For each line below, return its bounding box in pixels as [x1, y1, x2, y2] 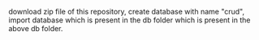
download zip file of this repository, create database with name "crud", [8, 7, 245, 16]
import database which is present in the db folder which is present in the [8, 15, 251, 25]
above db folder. [8, 24, 63, 33]
